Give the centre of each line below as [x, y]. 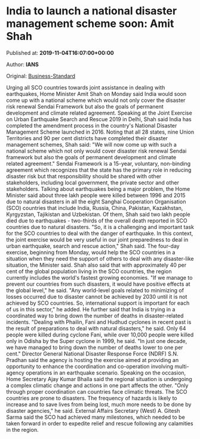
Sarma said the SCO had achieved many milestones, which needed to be [96, 417]
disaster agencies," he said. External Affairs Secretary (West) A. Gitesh [93, 410]
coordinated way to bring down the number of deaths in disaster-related [95, 316]
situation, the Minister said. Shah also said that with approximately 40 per [96, 265]
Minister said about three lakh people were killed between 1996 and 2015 [96, 195]
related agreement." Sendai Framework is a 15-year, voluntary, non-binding [99, 163]
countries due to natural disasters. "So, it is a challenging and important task [100, 227]
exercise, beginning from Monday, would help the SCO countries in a [91, 252]
